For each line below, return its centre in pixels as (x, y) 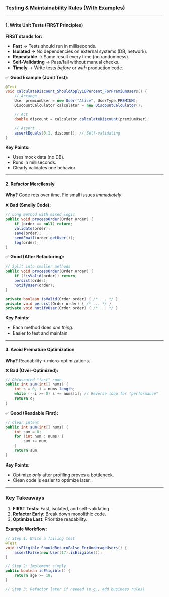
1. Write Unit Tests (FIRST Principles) (44, 25)
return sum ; (27, 451)
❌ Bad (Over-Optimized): (32, 370)
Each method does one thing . (43, 328)
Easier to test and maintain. (41, 333)
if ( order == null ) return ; (44, 224)
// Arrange (26, 96)
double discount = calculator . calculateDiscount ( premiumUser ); (82, 119)
